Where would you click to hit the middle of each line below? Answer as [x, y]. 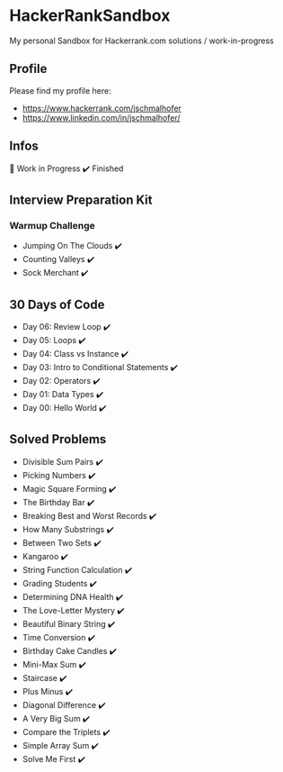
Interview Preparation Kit [81, 200]
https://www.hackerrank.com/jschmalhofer [102, 108]
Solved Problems [58, 439]
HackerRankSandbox [90, 16]
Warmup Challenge [53, 225]
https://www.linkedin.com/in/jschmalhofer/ [101, 117]
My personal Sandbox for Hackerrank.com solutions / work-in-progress [141, 41]
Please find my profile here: [60, 90]
